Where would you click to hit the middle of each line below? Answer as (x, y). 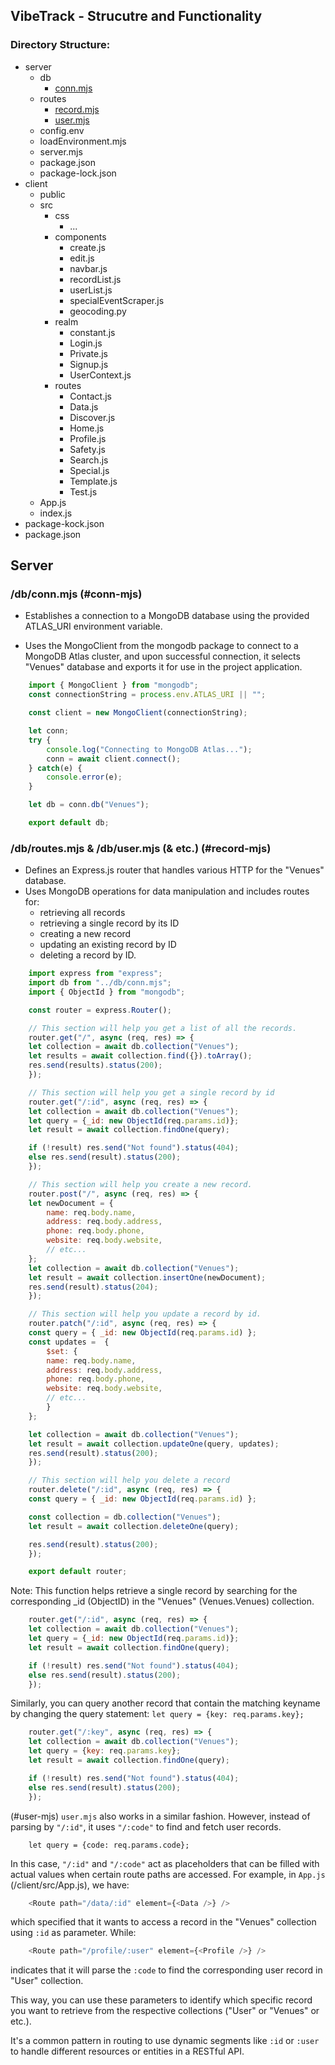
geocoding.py (98, 311)
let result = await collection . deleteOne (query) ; (134, 1526)
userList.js (91, 290)
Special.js (89, 470)
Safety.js (87, 449)
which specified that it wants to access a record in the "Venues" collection (163, 1922)
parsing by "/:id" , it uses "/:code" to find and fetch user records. (146, 1826)
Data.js (84, 406)
